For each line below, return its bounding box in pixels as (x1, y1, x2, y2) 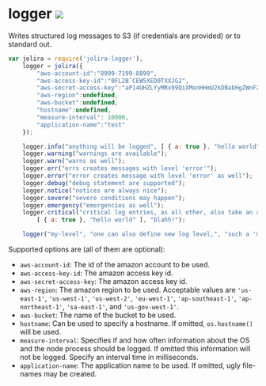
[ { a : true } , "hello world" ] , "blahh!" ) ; (36, 216, 186, 224)
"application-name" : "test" (36, 120, 126, 129)
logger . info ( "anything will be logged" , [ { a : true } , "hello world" (22, 142, 260, 150)
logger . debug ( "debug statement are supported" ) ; (22, 179, 186, 187)
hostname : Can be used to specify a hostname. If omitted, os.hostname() (19, 319, 253, 328)
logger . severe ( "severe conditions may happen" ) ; (22, 194, 186, 202)
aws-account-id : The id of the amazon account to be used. (19, 260, 211, 270)
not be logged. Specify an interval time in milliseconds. (19, 353, 199, 362)
